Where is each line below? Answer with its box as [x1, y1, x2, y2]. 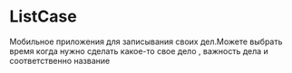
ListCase [9, 6, 77, 27]
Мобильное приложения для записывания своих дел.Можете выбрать [9, 36, 283, 47]
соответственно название [9, 55, 111, 66]
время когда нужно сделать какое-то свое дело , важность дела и [9, 45, 269, 56]
